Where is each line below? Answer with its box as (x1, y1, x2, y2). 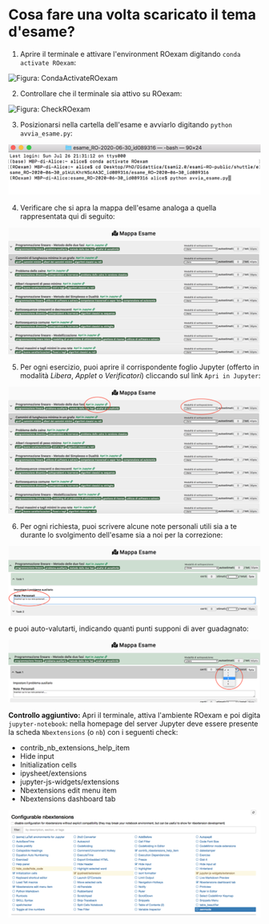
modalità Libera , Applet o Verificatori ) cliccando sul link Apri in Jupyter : (19, 370, 261, 380)
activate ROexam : (19, 58, 77, 67)
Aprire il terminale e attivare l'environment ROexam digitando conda (19, 49, 241, 59)
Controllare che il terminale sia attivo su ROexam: (19, 88, 183, 98)
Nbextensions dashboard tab (19, 793, 116, 803)
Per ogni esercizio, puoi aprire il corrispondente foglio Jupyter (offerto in (19, 362, 259, 372)
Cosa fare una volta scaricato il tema (8, 6, 256, 24)
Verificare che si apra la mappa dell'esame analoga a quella (19, 203, 217, 212)
